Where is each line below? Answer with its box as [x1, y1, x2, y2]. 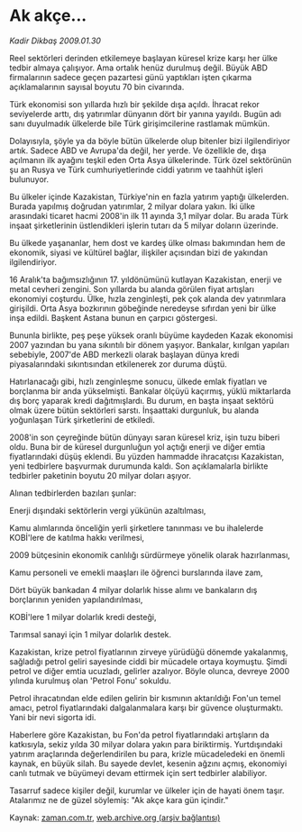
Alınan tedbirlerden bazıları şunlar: [9, 488, 137, 498]
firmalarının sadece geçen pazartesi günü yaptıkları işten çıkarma [9, 71, 252, 82]
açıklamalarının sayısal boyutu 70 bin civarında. [9, 81, 185, 92]
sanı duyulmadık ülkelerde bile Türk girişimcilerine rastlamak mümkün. [9, 118, 270, 129]
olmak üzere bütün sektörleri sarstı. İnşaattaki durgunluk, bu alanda [9, 405, 260, 416]
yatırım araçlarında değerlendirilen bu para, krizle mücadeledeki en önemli [9, 748, 286, 759]
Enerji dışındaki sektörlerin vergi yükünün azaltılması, [9, 505, 206, 516]
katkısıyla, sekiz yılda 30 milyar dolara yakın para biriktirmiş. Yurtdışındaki [9, 738, 283, 749]
